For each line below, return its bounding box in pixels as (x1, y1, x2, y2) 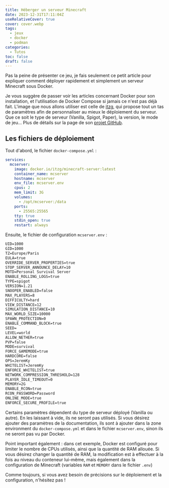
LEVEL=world (5, 330, 30, 335)
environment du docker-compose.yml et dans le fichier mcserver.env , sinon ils (5, 425, 163, 431)
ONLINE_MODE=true (5, 396, 42, 401)
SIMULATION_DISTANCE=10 (5, 307, 55, 312)
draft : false (5, 59, 33, 64)
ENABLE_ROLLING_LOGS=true (5, 274, 59, 279)
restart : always (14, 223, 49, 228)
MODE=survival (5, 344, 35, 349)
